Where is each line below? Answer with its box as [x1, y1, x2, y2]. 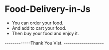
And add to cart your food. [11, 25, 67, 31]
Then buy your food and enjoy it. [11, 30, 79, 36]
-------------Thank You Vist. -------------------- [4, 40, 104, 46]
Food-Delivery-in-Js [4, 3, 91, 15]
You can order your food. [11, 20, 64, 26]
